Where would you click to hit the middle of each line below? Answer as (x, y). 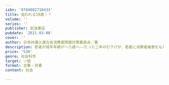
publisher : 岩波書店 (25, 28)
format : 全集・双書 (24, 65)
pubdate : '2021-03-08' (29, 33)
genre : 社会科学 (21, 56)
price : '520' (19, 51)
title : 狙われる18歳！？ (28, 14)
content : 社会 (19, 70)
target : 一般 (18, 61)
